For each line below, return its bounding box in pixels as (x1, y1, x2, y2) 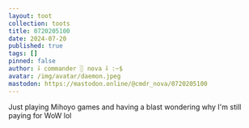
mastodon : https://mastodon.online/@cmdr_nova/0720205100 (8, 79, 208, 87)
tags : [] (8, 49, 38, 58)
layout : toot (8, 11, 53, 20)
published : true (8, 42, 63, 50)
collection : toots (8, 19, 70, 28)
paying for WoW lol (8, 110, 72, 120)
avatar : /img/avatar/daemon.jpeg (8, 72, 121, 80)
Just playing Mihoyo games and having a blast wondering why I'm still (8, 102, 242, 112)
